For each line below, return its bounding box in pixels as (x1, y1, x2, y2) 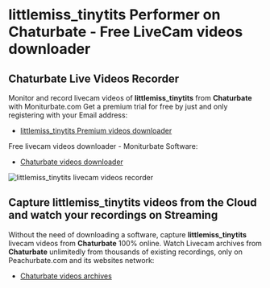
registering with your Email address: (8, 110, 128, 120)
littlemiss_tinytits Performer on (8, 6, 221, 24)
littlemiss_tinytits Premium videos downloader (19, 126, 172, 135)
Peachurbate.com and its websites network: (8, 255, 155, 265)
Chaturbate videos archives (19, 271, 113, 281)
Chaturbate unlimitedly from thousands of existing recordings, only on (8, 247, 243, 257)
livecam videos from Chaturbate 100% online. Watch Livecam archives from (8, 238, 262, 248)
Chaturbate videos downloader (19, 157, 123, 167)
